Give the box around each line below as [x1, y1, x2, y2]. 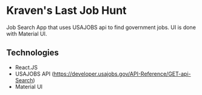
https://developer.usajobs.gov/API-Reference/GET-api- [53, 70, 191, 77]
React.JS [15, 64, 38, 71]
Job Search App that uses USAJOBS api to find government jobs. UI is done [6, 24, 196, 31]
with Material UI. [6, 30, 47, 37]
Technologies [6, 48, 59, 58]
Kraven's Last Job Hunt [6, 4, 127, 18]
